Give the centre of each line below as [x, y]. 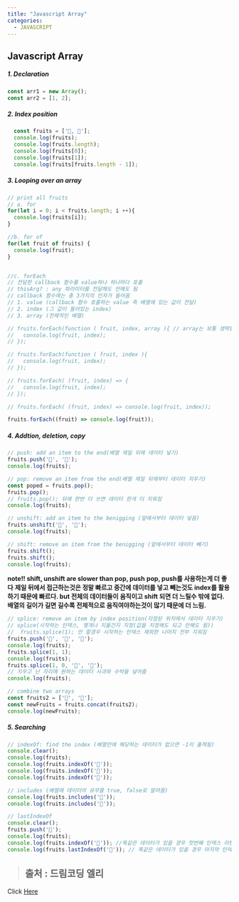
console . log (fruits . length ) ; [57, 145]
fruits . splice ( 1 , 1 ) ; [39, 652]
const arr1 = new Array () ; [47, 91]
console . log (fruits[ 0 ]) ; [51, 151]
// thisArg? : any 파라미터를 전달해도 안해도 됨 [73, 289]
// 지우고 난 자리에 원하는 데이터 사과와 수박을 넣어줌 [77, 672]
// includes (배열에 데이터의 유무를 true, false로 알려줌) [88, 790]
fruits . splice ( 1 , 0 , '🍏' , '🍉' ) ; [55, 665]
